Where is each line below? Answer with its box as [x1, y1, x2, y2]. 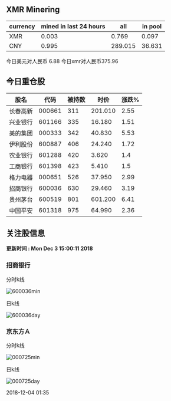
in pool [142, 22, 162, 30]
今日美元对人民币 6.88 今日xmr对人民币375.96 [6, 57, 119, 64]
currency [9, 22, 35, 30]
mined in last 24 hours [41, 22, 106, 30]
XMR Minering [6, 5, 60, 15]
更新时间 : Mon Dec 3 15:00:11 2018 [6, 245, 93, 252]
